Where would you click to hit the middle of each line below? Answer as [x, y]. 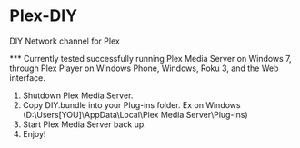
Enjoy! [34, 133]
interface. [27, 77]
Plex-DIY [44, 16]
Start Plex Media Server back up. [85, 124]
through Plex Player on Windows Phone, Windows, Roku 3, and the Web [144, 68]
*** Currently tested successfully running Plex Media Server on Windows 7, [151, 58]
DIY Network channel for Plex [65, 41]
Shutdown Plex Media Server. [78, 95]
